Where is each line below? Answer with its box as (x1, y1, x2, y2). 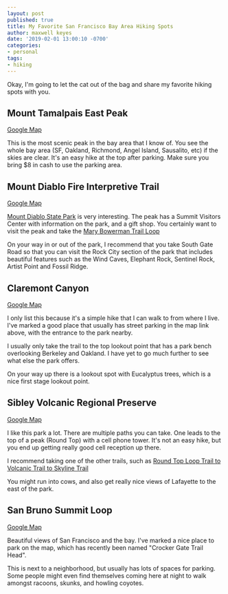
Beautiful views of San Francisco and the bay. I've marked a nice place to (7, 536, 215, 544)
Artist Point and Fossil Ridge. (7, 262, 89, 271)
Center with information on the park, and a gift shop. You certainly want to (7, 220, 217, 228)
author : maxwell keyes (7, 29, 72, 36)
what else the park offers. (7, 357, 80, 365)
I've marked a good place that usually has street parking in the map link (7, 321, 209, 330)
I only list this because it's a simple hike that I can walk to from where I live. (7, 314, 220, 322)
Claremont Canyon (7, 282, 89, 294)
